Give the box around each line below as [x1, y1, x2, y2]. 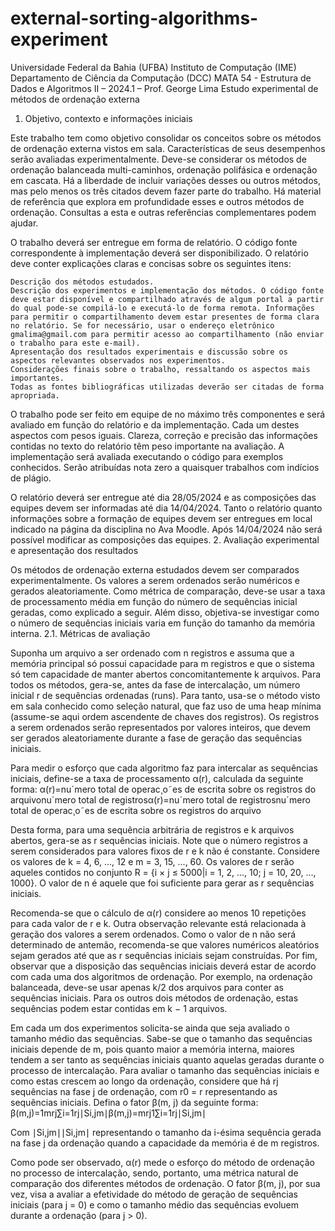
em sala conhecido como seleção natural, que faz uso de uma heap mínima [10, 700, 322, 712]
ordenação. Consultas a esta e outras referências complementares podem [10, 206, 317, 218]
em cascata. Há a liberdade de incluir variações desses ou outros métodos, [10, 174, 321, 186]
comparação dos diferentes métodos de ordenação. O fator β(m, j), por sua [10, 1177, 321, 1189]
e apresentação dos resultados [10, 544, 139, 556]
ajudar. [10, 217, 39, 229]
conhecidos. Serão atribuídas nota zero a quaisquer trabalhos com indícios [10, 461, 320, 473]
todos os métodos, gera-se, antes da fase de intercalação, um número [10, 678, 301, 691]
